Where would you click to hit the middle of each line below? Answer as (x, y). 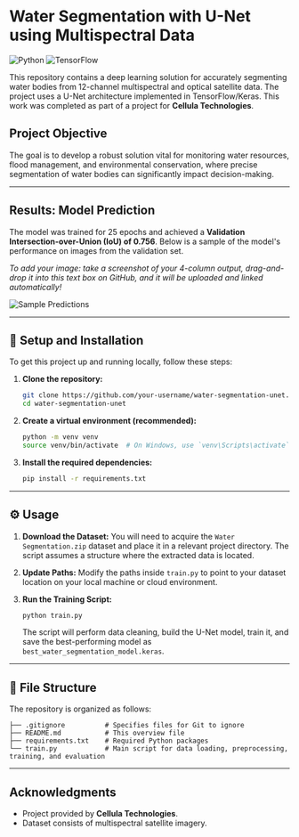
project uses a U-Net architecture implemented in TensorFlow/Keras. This (145, 96)
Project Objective (58, 134)
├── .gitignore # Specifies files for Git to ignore (127, 726)
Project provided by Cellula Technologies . (100, 814)
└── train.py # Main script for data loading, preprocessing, (149, 749)
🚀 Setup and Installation (77, 340)
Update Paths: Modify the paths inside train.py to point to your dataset (154, 573)
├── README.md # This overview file (97, 733)
